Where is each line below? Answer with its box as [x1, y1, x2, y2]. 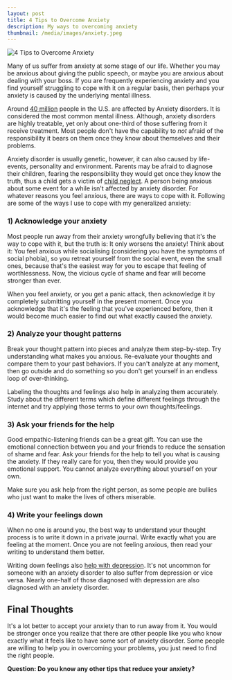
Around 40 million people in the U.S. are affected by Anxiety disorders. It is [7, 105, 220, 113]
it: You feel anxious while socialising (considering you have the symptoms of [7, 247, 225, 255]
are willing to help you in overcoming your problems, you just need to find [7, 644, 217, 652]
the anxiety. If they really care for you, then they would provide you [7, 458, 199, 466]
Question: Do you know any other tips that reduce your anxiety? [7, 665, 195, 673]
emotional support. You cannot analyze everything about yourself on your [7, 465, 217, 473]
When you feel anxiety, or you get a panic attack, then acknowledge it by [7, 289, 215, 298]
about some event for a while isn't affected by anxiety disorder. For [7, 184, 199, 193]
